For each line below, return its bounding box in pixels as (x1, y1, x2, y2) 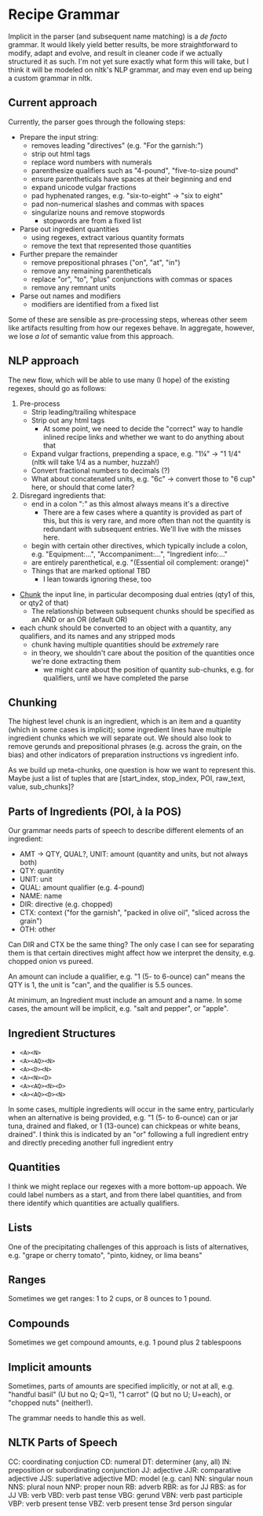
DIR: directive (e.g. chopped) (19, 899, 113, 909)
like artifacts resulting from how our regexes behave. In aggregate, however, (8, 323, 255, 332)
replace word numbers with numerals (31, 157, 152, 167)
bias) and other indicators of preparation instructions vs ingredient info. (8, 750, 239, 760)
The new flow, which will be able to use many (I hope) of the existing (8, 375, 230, 385)
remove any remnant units (31, 282, 116, 292)
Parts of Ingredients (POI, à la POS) (8, 805, 182, 818)
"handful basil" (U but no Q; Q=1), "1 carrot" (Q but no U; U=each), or (8, 1390, 232, 1400)
